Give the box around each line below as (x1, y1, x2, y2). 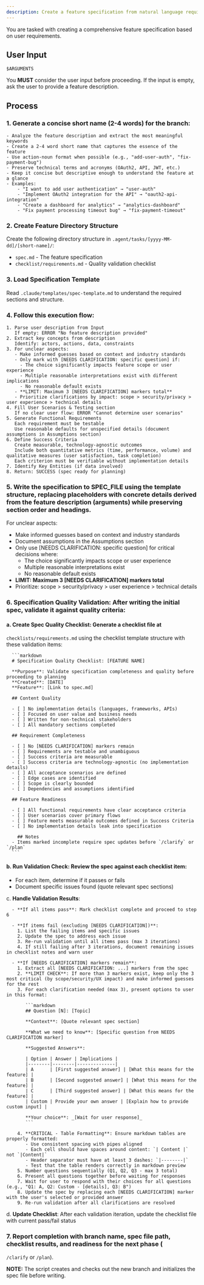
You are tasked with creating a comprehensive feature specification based (6, 26, 192, 33)
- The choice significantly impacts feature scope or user (19, 362, 172, 369)
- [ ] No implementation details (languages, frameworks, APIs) (12, 706, 178, 712)
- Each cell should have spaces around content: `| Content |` (25, 1146, 189, 1152)
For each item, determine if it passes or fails (15, 876, 126, 883)
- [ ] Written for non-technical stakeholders (12, 717, 132, 723)
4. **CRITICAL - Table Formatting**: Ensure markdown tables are (17, 1130, 186, 1136)
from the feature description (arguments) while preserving (6, 498, 183, 506)
